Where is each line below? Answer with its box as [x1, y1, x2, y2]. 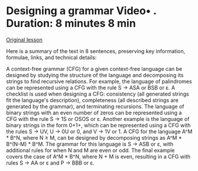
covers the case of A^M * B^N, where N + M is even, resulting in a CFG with [6, 153, 191, 160]
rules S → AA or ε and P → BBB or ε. [6, 159, 95, 166]
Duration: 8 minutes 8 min [6, 17, 136, 30]
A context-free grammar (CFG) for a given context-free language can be [6, 65, 183, 72]
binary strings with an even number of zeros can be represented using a [6, 109, 182, 116]
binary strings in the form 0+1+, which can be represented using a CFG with [6, 121, 191, 129]
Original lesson [6, 36, 43, 43]
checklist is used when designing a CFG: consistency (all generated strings [6, 90, 189, 97]
